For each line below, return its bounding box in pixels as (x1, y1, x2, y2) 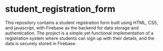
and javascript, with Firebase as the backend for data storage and (5, 25, 139, 30)
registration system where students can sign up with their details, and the (5, 35, 155, 41)
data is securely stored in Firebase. (5, 40, 77, 46)
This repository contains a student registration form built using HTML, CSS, (5, 20, 158, 25)
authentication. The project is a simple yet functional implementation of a (5, 30, 154, 36)
